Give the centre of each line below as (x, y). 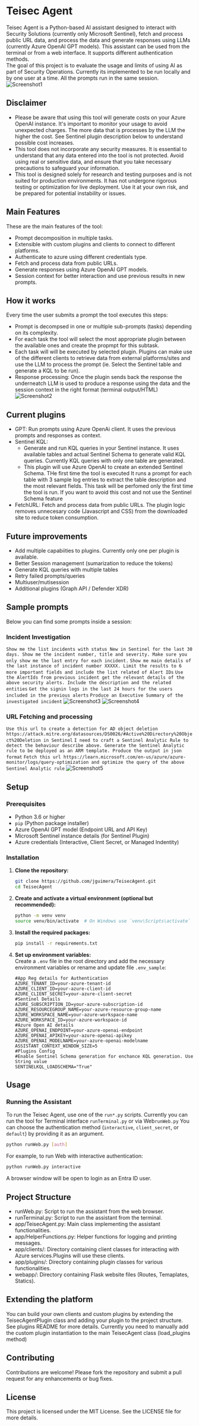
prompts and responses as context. (58, 435)
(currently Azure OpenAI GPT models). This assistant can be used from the (98, 46)
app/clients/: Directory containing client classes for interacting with (97, 1249)
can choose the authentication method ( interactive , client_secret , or (93, 1127)
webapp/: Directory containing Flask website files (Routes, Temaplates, (102, 1275)
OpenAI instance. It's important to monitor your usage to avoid (91, 124)
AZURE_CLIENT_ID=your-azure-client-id (63, 989)
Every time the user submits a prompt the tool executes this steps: (87, 315)
